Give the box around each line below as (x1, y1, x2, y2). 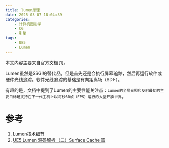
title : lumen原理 (5, 7, 40, 13)
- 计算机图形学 (14, 21, 42, 27)
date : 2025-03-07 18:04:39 (5, 12, 62, 17)
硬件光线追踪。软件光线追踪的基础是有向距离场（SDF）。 (5, 76, 123, 82)
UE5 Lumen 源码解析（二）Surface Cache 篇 (12, 137, 106, 143)
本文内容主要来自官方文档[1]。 (5, 59, 68, 66)
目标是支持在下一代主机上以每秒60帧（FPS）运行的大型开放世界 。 (9, 93, 126, 100)
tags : (5, 36, 17, 41)
